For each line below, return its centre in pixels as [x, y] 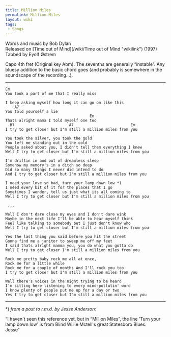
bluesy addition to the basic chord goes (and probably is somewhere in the [84, 70]
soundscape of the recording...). [39, 75]
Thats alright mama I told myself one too [51, 121]
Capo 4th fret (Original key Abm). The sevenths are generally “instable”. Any [85, 64]
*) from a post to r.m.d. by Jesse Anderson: [51, 309]
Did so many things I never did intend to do [54, 170]
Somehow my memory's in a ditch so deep [49, 165]
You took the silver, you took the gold [49, 138]
